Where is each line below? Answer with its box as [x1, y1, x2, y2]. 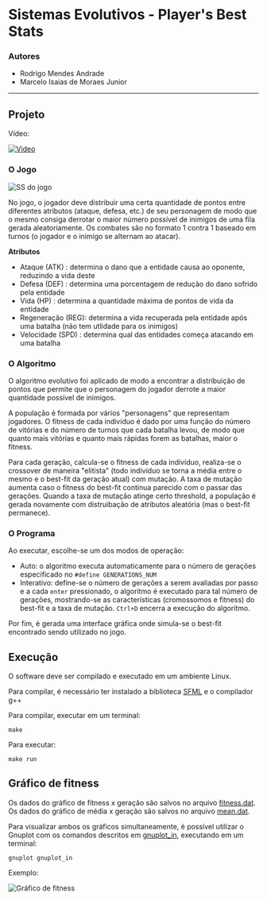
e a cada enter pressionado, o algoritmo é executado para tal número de [19, 586, 258, 597]
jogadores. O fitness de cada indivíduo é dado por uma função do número [8, 416, 251, 426]
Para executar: [8, 740, 56, 749]
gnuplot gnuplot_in [8, 854, 73, 862]
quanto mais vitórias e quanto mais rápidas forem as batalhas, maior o [8, 433, 238, 442]
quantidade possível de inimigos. [8, 392, 117, 402]
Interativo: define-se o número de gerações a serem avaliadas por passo [19, 578, 258, 588]
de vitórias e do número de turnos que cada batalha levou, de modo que [8, 425, 245, 435]
